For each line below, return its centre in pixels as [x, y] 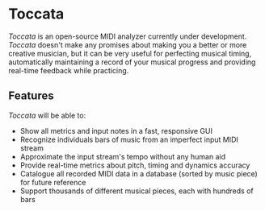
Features [31, 96]
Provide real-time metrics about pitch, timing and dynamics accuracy [135, 165]
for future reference [53, 182]
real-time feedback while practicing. [69, 70]
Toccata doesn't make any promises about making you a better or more [128, 44]
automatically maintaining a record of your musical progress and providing [132, 62]
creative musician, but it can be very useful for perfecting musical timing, [130, 53]
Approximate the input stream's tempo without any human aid [123, 156]
